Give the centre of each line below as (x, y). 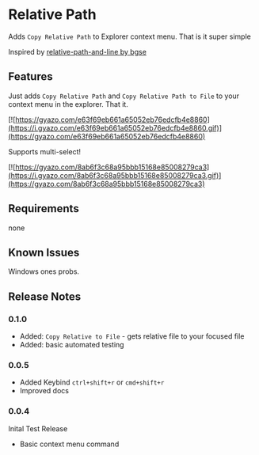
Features (30, 77)
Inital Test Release (38, 428)
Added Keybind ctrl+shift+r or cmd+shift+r (92, 382)
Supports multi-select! (45, 151)
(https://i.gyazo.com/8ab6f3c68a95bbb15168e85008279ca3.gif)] (115, 175)
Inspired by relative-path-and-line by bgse (77, 51)
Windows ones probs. (44, 271)
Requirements (44, 209)
